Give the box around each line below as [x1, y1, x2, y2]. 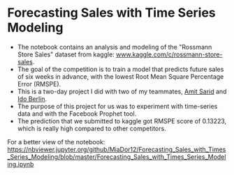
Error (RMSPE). [17, 79, 61, 88]
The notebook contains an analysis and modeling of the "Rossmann [17, 43, 212, 51]
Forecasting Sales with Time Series [7, 5, 217, 21]
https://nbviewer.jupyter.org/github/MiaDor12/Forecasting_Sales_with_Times [7, 145, 226, 153]
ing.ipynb [7, 160, 34, 168]
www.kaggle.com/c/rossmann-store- [116, 50, 223, 59]
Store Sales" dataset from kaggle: [17, 50, 115, 59]
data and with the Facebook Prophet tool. [17, 109, 137, 118]
